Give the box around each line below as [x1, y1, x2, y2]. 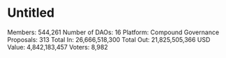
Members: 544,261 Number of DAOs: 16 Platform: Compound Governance [7, 28, 220, 36]
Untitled [7, 5, 55, 21]
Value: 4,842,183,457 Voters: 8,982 [7, 43, 108, 51]
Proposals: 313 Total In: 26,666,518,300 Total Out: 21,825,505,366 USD [7, 35, 211, 43]
